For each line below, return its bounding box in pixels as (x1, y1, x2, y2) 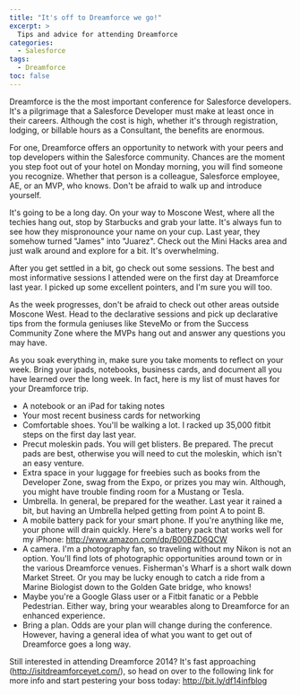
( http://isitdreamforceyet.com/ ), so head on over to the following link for (9, 665, 275, 676)
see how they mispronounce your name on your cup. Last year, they (9, 226, 261, 237)
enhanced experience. (21, 610, 106, 621)
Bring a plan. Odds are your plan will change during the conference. (21, 620, 273, 630)
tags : (9, 55, 30, 64)
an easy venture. (21, 457, 85, 468)
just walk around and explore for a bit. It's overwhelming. (9, 245, 219, 256)
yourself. (9, 189, 42, 200)
